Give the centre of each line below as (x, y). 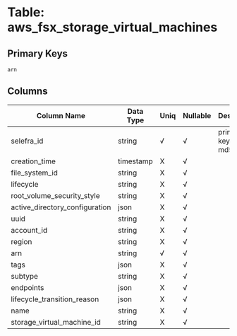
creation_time (34, 161)
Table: (26, 12)
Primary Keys (38, 53)
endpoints (28, 287)
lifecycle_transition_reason (55, 299)
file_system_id (35, 173)
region (22, 241)
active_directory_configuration (61, 207)
